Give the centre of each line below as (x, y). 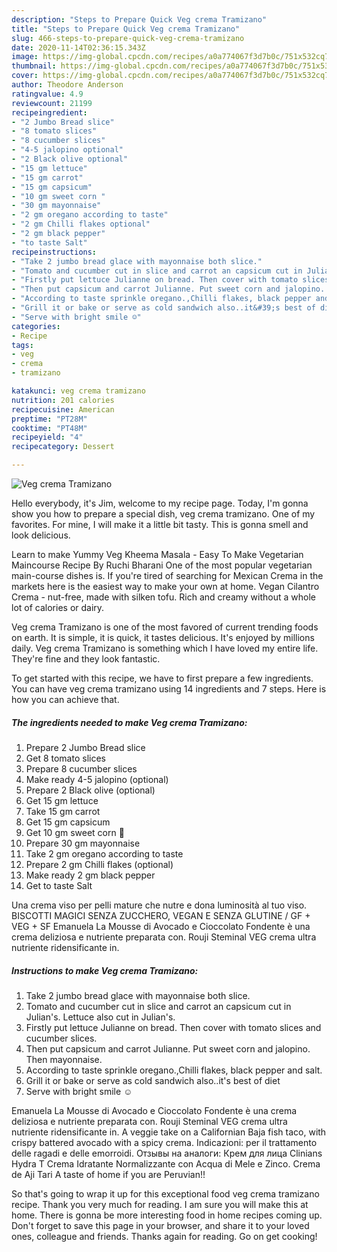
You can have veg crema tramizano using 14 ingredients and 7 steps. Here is (169, 689)
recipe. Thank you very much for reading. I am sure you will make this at (160, 1204)
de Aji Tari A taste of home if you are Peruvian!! (108, 1174)
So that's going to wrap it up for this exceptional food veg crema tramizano (165, 1193)
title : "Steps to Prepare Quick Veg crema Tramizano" (126, 29)
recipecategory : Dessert (63, 447)
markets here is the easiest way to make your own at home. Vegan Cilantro (165, 586)
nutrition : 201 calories (63, 400)
